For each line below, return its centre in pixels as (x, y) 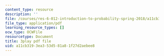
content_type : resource (29, 9)
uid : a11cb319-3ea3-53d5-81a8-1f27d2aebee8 (50, 46)
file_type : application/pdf (34, 23)
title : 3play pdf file (28, 41)
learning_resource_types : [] (35, 28)
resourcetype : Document (29, 37)
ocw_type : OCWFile (24, 32)
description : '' (21, 14)
